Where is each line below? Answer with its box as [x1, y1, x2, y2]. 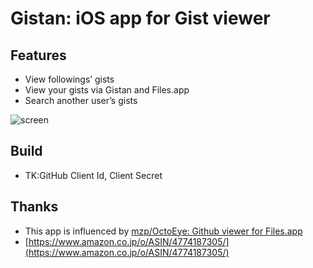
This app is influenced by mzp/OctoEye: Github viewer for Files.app [24, 225, 303, 237]
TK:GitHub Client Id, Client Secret [24, 169, 163, 181]
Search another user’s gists [24, 95, 138, 106]
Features [10, 47, 67, 64]
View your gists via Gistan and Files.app [24, 84, 190, 96]
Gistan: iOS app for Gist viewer [10, 7, 271, 30]
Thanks [10, 198, 59, 216]
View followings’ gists [24, 73, 115, 85]
